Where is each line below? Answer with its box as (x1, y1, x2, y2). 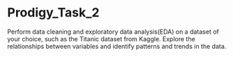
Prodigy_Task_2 (7, 5, 100, 21)
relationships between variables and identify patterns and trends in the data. (7, 42, 227, 50)
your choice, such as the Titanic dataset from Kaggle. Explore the (7, 34, 195, 43)
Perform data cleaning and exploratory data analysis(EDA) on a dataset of (7, 27, 220, 36)
